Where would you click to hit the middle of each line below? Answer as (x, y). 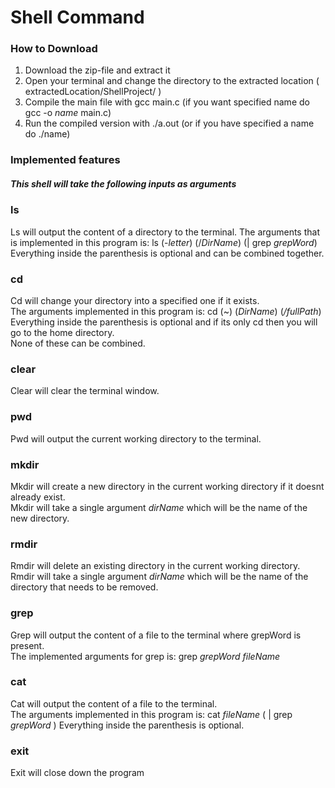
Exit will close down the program (77, 773)
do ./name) (47, 134)
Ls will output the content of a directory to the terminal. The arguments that (165, 232)
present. (27, 645)
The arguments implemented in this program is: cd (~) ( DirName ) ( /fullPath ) (166, 312)
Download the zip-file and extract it (97, 70)
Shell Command (77, 17)
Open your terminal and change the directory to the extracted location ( (172, 81)
